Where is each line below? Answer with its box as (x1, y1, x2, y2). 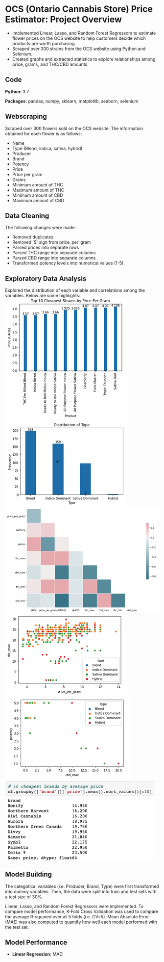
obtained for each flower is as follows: (5, 130, 82, 136)
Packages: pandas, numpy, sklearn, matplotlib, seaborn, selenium (5, 98, 139, 104)
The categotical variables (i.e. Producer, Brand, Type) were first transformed (5, 883, 159, 889)
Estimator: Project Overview (5, 14, 122, 25)
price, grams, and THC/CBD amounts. (12, 61, 89, 67)
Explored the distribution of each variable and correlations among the (5, 287, 145, 293)
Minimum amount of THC (12, 182, 64, 187)
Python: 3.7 (5, 88, 29, 94)
